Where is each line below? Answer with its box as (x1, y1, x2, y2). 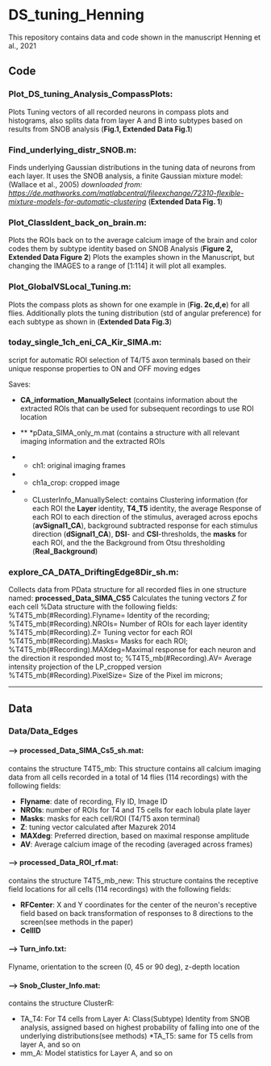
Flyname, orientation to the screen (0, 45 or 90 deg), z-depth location (8, 962, 240, 972)
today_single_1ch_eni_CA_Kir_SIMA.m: (8, 337, 162, 348)
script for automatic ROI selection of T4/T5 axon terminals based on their (8, 355, 252, 365)
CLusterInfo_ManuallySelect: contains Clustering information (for (31, 495, 248, 504)
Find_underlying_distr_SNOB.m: (8, 144, 137, 155)
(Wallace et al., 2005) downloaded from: (8, 179, 143, 189)
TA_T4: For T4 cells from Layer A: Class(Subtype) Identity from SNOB (19, 1014, 250, 1024)
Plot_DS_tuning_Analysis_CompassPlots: (8, 89, 173, 100)
